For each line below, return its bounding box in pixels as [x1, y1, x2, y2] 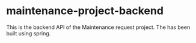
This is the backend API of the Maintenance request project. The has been [6, 24, 191, 31]
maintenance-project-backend [6, 4, 164, 18]
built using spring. [6, 29, 51, 37]
